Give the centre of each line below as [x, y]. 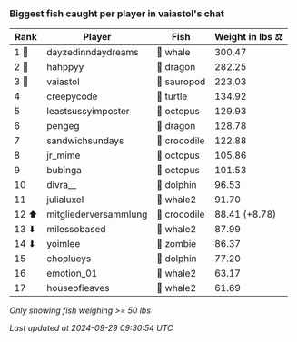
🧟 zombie [176, 244]
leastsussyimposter [88, 112]
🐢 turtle [172, 96]
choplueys [69, 259]
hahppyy [65, 67]
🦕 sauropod [181, 82]
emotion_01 [72, 273]
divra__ [62, 185]
